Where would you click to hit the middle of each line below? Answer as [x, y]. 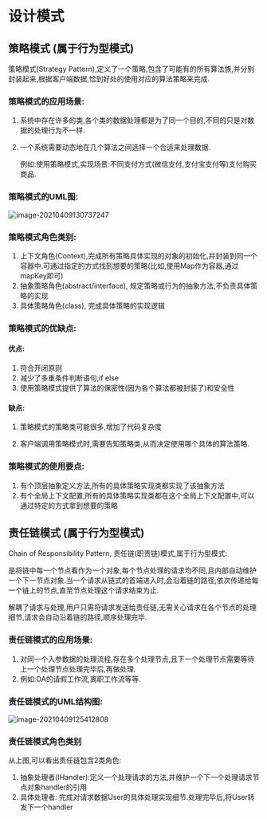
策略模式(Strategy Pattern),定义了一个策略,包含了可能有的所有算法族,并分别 [132, 69]
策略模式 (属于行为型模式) [71, 48]
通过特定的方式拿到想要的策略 [69, 505]
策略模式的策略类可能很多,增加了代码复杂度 [90, 427]
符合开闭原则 [41, 368]
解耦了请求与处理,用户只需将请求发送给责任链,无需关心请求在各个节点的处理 [133, 608]
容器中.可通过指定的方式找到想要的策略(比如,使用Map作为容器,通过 [129, 266]
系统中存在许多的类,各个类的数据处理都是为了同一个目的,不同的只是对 [133, 120]
